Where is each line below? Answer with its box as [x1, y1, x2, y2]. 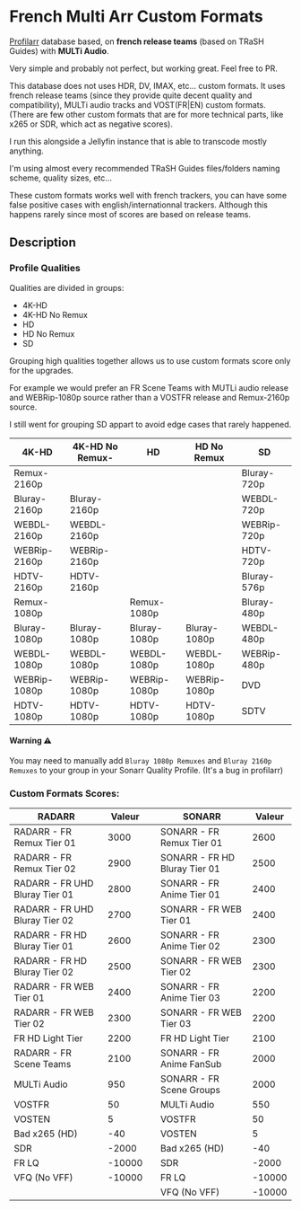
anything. [9, 146, 45, 156]
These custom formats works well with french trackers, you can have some [9, 190, 288, 200]
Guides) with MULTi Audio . [9, 45, 109, 56]
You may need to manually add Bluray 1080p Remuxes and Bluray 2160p [9, 755, 272, 765]
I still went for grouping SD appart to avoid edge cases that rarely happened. [9, 419, 292, 429]
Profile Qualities [9, 262, 81, 275]
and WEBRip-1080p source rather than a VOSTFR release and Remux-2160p [9, 392, 290, 402]
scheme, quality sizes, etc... [9, 172, 112, 183]
